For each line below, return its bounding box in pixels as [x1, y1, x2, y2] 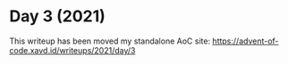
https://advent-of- [212, 36, 279, 46]
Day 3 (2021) [9, 6, 106, 27]
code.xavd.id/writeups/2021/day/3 [9, 44, 136, 55]
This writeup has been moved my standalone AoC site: [9, 36, 211, 46]
